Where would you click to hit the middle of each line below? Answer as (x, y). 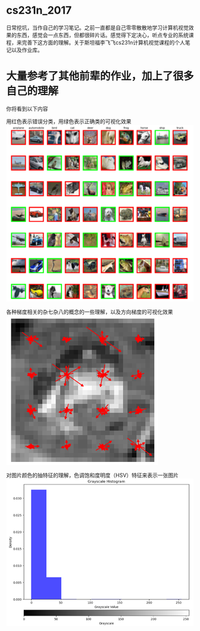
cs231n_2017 (39, 10)
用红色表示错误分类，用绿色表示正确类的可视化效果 (69, 121)
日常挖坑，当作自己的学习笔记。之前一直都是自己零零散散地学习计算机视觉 (97, 27)
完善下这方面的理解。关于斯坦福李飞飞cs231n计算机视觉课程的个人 (104, 42)
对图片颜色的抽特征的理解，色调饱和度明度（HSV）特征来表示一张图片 (93, 475)
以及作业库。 (27, 50)
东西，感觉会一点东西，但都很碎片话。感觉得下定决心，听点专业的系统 (102, 35)
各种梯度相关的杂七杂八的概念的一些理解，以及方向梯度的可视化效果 (90, 312)
